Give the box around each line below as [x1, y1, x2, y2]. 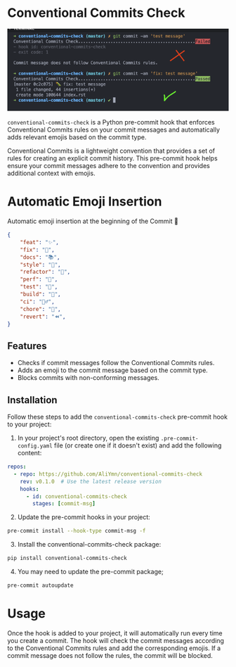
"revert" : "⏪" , [20, 313, 66, 320]
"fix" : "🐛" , [20, 246, 55, 253]
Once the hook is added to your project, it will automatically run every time [7, 628, 223, 637]
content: [17, 449, 42, 457]
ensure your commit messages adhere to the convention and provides [7, 162, 211, 170]
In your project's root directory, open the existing [17, 434, 159, 443]
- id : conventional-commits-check [25, 493, 128, 500]
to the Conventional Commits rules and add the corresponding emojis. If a [7, 644, 221, 652]
